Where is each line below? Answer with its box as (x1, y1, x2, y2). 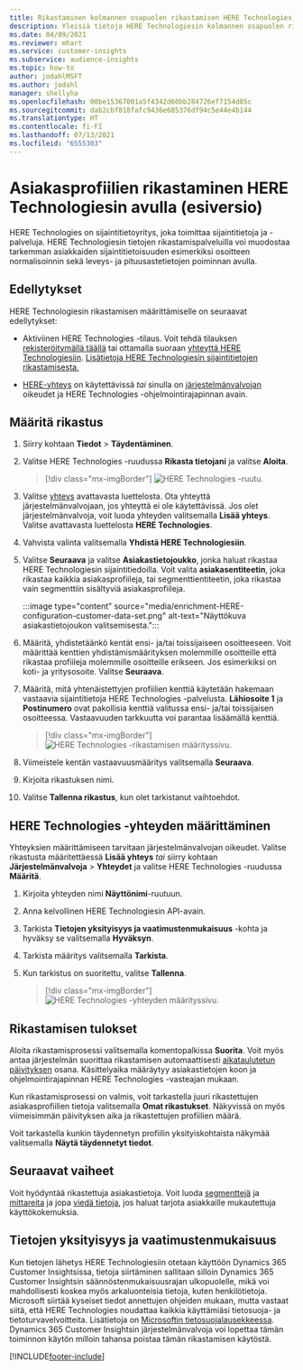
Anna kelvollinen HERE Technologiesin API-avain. (22, 906, 206, 916)
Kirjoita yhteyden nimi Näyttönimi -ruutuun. (22, 888, 183, 899)
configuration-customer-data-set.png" (22, 611, 167, 621)
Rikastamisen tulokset (9, 1021, 138, 1036)
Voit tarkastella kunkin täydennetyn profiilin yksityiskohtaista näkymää (9, 1127, 271, 1138)
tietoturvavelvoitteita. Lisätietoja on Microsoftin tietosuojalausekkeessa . (9, 1314, 275, 1325)
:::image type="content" (22, 601, 113, 611)
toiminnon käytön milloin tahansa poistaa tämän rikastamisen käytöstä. (9, 1333, 272, 1344)
